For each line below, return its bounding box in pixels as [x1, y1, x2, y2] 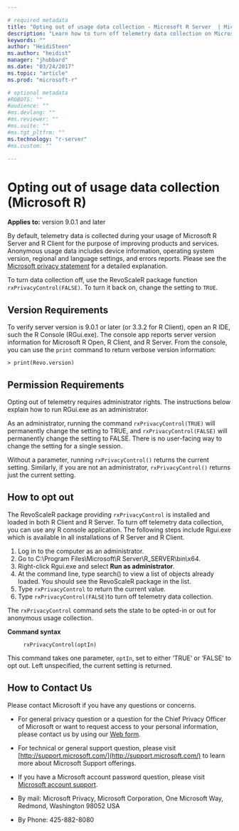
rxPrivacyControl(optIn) [23, 641, 97, 649]
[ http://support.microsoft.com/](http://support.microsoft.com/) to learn [17, 751, 225, 760]
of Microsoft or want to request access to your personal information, [17, 722, 218, 731]
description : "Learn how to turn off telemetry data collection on [7, 30, 212, 37]
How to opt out [7, 491, 74, 503]
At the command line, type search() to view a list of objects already [17, 569, 215, 578]
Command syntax [7, 627, 61, 636]
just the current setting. [7, 470, 76, 479]
